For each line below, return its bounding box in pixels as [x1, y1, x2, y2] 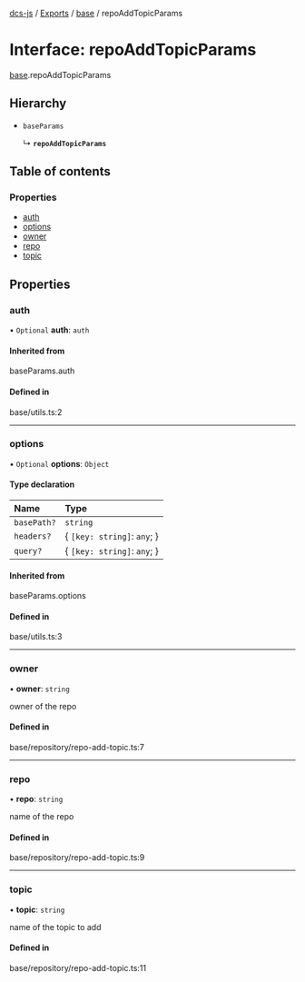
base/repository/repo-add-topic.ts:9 [9, 852, 145, 863]
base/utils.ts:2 [9, 406, 63, 417]
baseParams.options [9, 590, 86, 601]
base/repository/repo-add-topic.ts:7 [9, 741, 145, 752]
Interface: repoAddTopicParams [9, 40, 257, 60]
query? [14, 546, 43, 557]
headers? [14, 531, 52, 541]
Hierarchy [9, 95, 67, 112]
